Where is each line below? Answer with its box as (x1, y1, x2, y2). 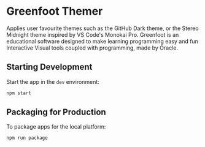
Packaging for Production (6, 107, 106, 118)
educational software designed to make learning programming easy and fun (6, 37, 198, 45)
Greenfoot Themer (6, 4, 103, 18)
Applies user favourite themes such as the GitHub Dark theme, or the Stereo (6, 24, 199, 32)
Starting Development (6, 62, 93, 72)
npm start (6, 90, 32, 96)
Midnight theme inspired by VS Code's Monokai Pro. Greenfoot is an (6, 31, 179, 38)
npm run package (6, 135, 48, 141)
